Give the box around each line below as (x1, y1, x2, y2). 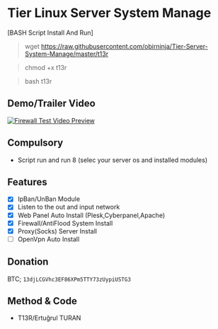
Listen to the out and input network (17, 203, 120, 212)
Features (7, 175, 47, 188)
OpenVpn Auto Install (17, 235, 80, 243)
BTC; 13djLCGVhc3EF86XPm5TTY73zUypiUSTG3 (7, 275, 131, 283)
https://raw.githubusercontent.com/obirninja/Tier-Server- (41, 42, 209, 50)
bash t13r (24, 76, 52, 86)
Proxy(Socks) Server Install (17, 226, 98, 235)
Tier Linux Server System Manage (7, 5, 212, 21)
